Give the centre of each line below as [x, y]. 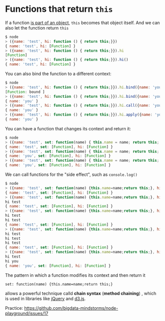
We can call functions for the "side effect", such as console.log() [71, 175]
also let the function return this [37, 28]
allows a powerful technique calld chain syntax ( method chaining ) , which [81, 293]
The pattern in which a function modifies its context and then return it [75, 275]
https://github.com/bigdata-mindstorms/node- [71, 308]
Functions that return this [59, 9]
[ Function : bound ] [25, 92]
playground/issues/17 [27, 313]
